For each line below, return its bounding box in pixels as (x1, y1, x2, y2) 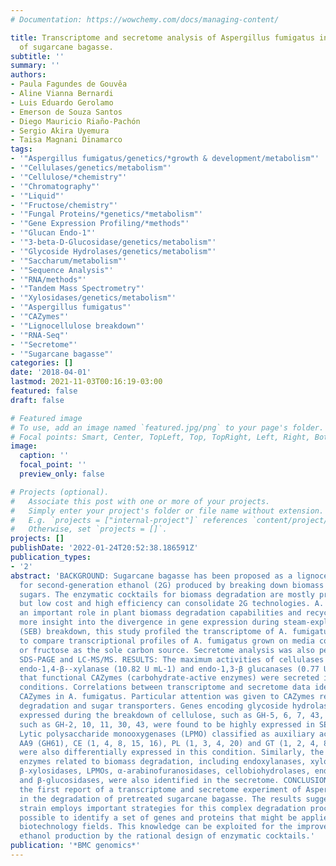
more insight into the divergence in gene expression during (19, 617, 280, 628)
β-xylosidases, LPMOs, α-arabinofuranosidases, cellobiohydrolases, (19, 766, 311, 776)
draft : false (10, 395, 65, 405)
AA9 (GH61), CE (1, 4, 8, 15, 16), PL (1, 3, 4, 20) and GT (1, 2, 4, (19, 738, 320, 748)
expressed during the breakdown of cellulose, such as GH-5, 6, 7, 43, (19, 710, 325, 720)
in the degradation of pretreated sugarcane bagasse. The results (19, 794, 302, 804)
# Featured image (10, 413, 83, 423)
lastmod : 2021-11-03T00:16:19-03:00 (10, 377, 163, 387)
